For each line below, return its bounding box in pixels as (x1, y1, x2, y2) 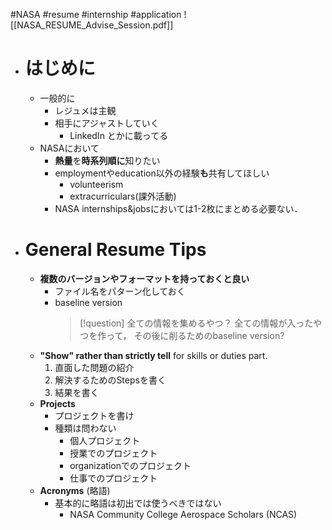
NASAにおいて (39, 142, 100, 154)
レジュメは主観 (54, 104, 117, 116)
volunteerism (69, 178, 124, 190)
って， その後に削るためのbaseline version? (106, 329, 285, 341)
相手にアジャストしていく (54, 117, 160, 129)
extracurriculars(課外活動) (69, 190, 177, 202)
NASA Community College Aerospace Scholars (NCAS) (69, 508, 298, 520)
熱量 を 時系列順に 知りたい (54, 154, 161, 166)
